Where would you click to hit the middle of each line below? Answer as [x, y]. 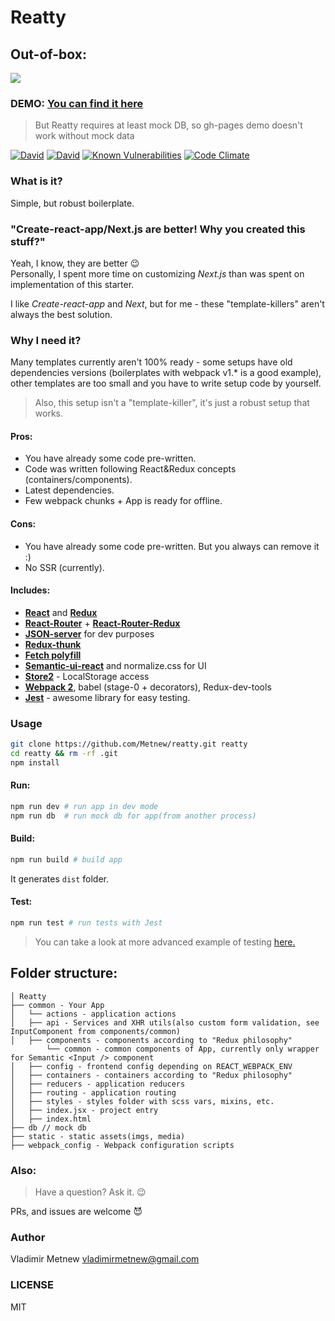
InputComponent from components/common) [96, 1031]
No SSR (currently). [64, 567]
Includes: [30, 590]
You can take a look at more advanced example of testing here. [165, 942]
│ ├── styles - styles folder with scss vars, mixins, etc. [142, 1101]
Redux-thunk [53, 644]
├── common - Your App [57, 1005]
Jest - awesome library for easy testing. [107, 697]
